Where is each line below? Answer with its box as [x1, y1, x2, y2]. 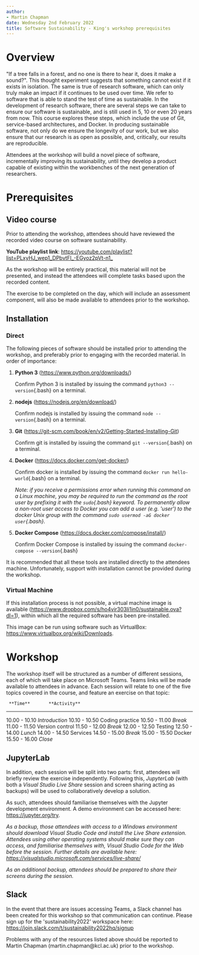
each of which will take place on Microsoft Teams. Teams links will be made [6, 677, 191, 684]
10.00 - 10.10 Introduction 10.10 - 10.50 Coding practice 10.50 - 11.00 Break [6, 716, 187, 724]
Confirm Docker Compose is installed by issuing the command [14, 541, 168, 548]
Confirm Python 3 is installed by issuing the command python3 [14, 380, 167, 388]
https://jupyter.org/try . [6, 811, 60, 818]
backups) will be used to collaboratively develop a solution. [6, 787, 151, 794]
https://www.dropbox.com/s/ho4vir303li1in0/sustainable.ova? [31, 606, 182, 613]
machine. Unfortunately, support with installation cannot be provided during [6, 564, 191, 572]
